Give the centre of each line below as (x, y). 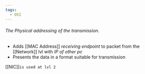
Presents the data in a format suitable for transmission (69, 57)
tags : (11, 10)
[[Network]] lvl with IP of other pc (47, 51)
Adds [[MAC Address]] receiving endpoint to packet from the (76, 46)
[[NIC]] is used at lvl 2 (31, 66)
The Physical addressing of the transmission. (52, 31)
